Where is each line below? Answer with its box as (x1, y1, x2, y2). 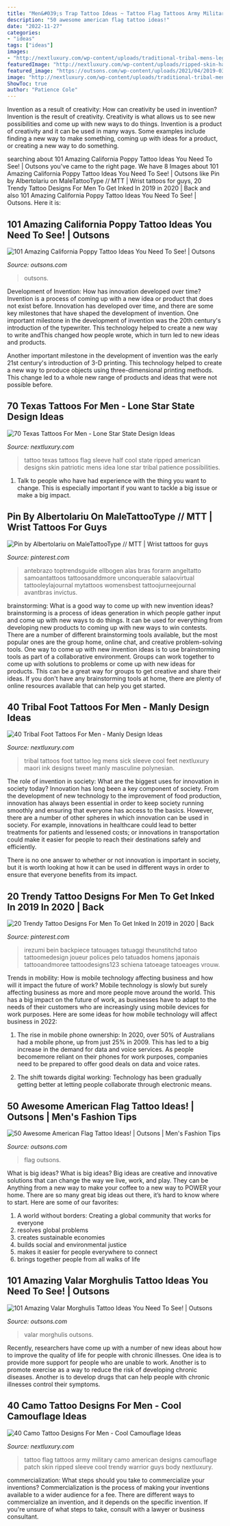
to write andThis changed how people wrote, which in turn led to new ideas (7, 330, 220, 339)
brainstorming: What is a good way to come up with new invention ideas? (7, 601, 214, 610)
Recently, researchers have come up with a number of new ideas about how (7, 1344, 222, 1352)
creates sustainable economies (16, 1233, 105, 1241)
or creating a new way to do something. (7, 142, 119, 150)
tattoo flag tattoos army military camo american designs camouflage (23, 1455, 217, 1464)
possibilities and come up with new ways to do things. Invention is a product (7, 120, 222, 128)
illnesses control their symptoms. (7, 1380, 101, 1388)
